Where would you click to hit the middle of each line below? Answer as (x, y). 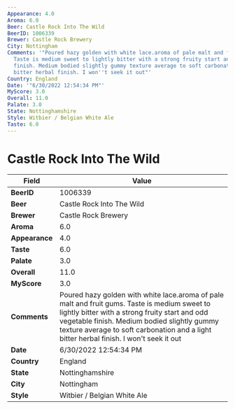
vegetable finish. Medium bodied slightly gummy (139, 321)
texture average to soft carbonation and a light (135, 330)
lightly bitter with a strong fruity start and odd (134, 313)
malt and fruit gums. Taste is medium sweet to (135, 303)
